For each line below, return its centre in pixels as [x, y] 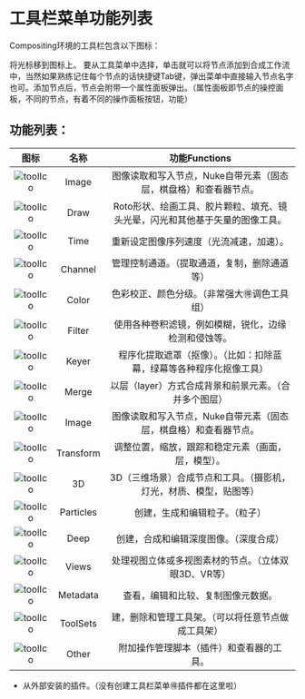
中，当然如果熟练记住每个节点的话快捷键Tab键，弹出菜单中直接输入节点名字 [152, 76]
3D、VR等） [205, 574]
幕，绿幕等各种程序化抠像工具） [201, 369]
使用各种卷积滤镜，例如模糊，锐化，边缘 [201, 324]
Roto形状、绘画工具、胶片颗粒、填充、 [196, 206]
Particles [78, 512]
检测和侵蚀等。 [201, 338]
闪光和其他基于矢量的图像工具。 [219, 220]
